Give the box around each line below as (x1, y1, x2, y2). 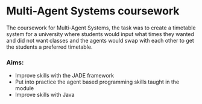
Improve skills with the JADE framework (14, 72, 115, 79)
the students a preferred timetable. (6, 43, 93, 50)
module (14, 85, 34, 92)
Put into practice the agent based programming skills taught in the (14, 78, 180, 85)
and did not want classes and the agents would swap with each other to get (6, 37, 194, 44)
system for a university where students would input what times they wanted (6, 30, 195, 37)
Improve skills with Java (14, 91, 75, 99)
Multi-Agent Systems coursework (6, 4, 180, 18)
